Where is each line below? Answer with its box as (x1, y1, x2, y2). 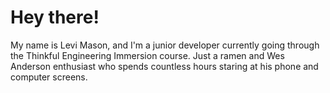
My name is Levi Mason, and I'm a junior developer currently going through (10, 39, 320, 51)
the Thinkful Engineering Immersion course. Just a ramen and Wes (10, 49, 285, 61)
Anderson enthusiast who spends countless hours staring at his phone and (10, 60, 319, 72)
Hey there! (10, 6, 100, 29)
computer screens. (10, 71, 88, 83)
